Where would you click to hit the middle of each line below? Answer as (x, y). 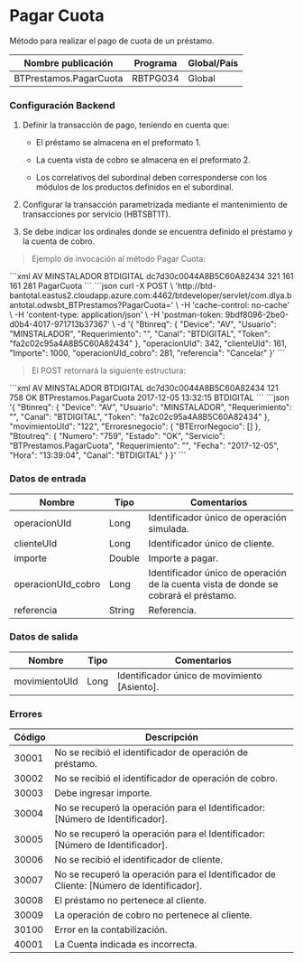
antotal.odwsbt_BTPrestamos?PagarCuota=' (92, 305)
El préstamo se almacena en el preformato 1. (118, 143)
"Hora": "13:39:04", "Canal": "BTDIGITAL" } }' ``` (98, 455)
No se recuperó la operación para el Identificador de (165, 874)
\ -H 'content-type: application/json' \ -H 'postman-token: (116, 315)
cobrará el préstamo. (193, 595)
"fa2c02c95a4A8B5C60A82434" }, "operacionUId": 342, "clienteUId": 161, (148, 343)
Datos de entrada (48, 479)
